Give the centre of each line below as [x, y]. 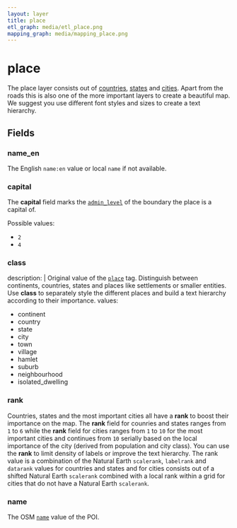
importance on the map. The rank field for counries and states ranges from [117, 423]
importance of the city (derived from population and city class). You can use [118, 445]
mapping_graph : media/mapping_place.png [68, 34]
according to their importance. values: [63, 300]
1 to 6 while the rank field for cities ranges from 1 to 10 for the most [105, 430]
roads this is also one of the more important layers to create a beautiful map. [119, 95]
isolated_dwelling [43, 382]
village [27, 352]
